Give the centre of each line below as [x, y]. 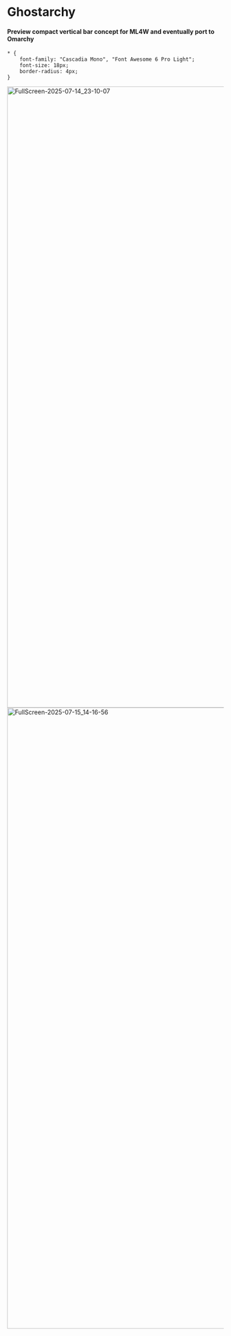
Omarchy [21, 39]
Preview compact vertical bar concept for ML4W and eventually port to [111, 31]
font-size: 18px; [44, 66]
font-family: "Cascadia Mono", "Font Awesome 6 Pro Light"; [107, 59]
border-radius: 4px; [49, 72]
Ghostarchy [41, 12]
